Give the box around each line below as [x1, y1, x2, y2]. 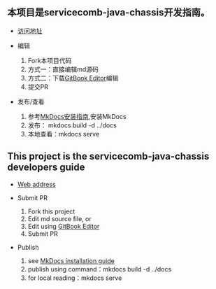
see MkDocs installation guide [27, 256, 115, 265]
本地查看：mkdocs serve [27, 129, 100, 138]
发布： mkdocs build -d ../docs [27, 121, 117, 129]
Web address [17, 180, 56, 188]
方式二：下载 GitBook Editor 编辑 [27, 73, 119, 82]
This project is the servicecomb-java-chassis [7, 150, 210, 162]
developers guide [7, 162, 85, 174]
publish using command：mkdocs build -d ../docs [27, 265, 172, 273]
